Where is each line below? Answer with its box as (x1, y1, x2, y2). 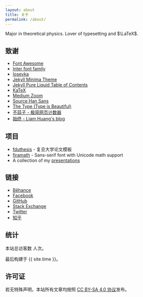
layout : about (5, 7, 35, 13)
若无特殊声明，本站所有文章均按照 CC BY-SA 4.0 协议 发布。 (5, 286, 129, 292)
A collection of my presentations (12, 157, 80, 163)
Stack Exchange (12, 203, 46, 209)
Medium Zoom (12, 93, 43, 99)
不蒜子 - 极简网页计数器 (12, 109, 62, 115)
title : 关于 (5, 12, 29, 17)
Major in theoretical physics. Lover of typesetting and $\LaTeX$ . (5, 31, 138, 37)
